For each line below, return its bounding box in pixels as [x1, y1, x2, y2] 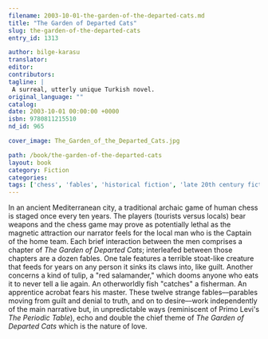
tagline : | [8, 77, 45, 86]
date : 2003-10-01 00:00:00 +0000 [8, 108, 120, 116]
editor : [8, 63, 34, 72]
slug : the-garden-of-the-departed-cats [8, 26, 141, 34]
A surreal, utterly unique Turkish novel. [11, 85, 156, 93]
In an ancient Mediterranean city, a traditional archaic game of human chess [8, 203, 258, 212]
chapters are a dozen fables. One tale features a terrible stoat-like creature [8, 254, 254, 263]
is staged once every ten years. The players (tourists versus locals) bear [8, 211, 246, 221]
